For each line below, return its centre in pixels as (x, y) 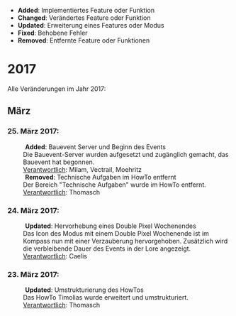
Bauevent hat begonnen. (59, 162)
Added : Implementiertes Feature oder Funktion (86, 10)
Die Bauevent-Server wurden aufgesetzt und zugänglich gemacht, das (126, 154)
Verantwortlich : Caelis (55, 256)
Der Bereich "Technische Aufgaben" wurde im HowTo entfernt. (115, 185)
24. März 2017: (33, 210)
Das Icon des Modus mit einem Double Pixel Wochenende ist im (116, 233)
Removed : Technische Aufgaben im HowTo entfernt (101, 177)
